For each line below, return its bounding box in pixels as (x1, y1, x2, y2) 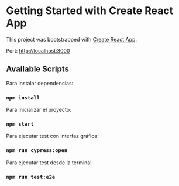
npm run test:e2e (6, 174, 56, 180)
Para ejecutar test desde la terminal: (6, 159, 94, 166)
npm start (6, 120, 34, 127)
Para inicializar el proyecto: (6, 106, 71, 113)
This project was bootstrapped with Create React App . (6, 36, 137, 43)
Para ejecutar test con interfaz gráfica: (6, 133, 99, 140)
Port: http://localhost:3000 (6, 47, 70, 54)
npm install (6, 94, 40, 101)
